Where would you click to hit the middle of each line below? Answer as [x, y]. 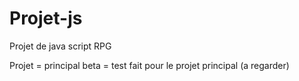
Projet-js [46, 18]
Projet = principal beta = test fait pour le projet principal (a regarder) [149, 65]
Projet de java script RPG [60, 46]
